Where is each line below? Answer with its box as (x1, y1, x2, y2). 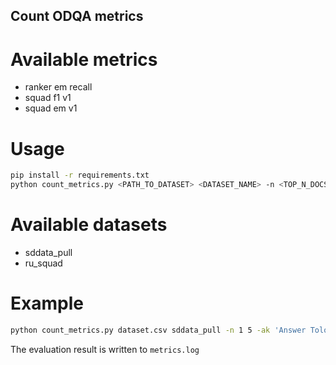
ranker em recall (24, 81, 93, 93)
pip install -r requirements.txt (10, 170, 150, 181)
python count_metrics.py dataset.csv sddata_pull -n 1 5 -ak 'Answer (10, 325, 307, 335)
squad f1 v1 (24, 92, 72, 104)
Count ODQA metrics (10, 8, 144, 25)
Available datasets (10, 214, 168, 236)
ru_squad (24, 257, 63, 269)
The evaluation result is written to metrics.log (10, 343, 200, 355)
